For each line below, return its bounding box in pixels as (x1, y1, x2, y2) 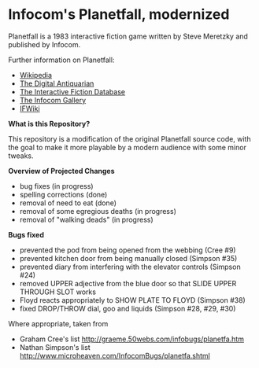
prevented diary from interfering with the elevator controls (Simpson (19, 262, 242, 271)
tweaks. (8, 151, 34, 160)
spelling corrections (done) (19, 190, 108, 199)
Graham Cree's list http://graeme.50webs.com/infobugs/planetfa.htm (19, 334, 244, 344)
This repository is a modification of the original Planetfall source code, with (8, 134, 251, 143)
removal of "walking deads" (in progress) (19, 215, 154, 224)
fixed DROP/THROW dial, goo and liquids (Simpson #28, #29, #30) (19, 304, 236, 313)
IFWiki (19, 104, 41, 113)
